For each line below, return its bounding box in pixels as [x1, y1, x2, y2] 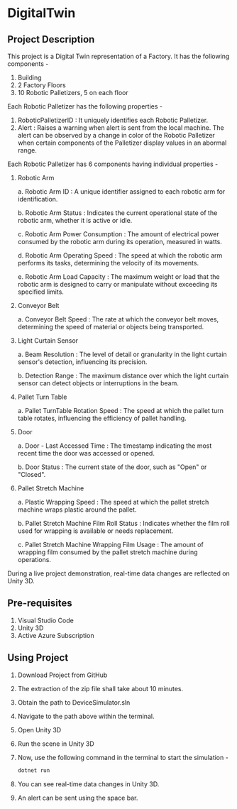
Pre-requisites [7, 598, 72, 610]
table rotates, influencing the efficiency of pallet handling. [17, 414, 187, 422]
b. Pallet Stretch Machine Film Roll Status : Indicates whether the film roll [17, 519, 230, 527]
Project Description [7, 33, 95, 45]
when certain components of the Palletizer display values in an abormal [17, 138, 227, 147]
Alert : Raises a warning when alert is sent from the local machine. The [17, 123, 225, 132]
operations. [17, 556, 52, 563]
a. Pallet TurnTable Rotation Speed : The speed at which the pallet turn [17, 407, 224, 414]
